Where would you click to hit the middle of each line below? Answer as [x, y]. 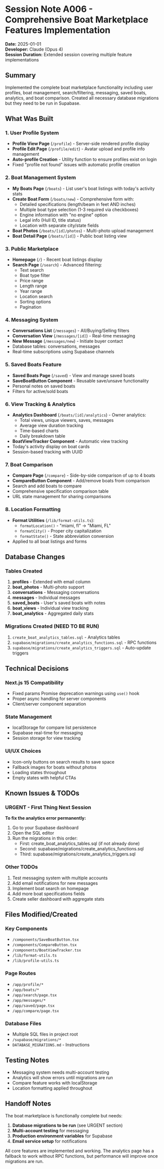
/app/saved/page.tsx [33, 1006]
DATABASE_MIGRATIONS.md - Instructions [51, 1045]
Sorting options [35, 302]
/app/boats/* [26, 990]
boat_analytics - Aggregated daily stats [53, 613]
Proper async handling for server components [59, 699]
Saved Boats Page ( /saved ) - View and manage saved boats [73, 375]
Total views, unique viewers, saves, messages [67, 420]
